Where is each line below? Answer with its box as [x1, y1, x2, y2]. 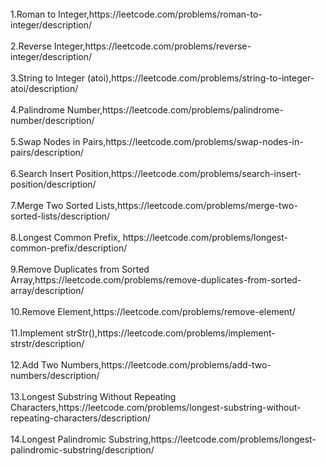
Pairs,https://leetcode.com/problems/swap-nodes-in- [82, 136, 304, 147]
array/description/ [10, 285, 85, 296]
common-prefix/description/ [10, 242, 128, 254]
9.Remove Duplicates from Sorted [10, 263, 150, 275]
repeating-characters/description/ [10, 412, 151, 424]
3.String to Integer [10, 72, 85, 84]
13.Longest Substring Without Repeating [10, 391, 177, 402]
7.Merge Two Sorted [10, 200, 94, 211]
